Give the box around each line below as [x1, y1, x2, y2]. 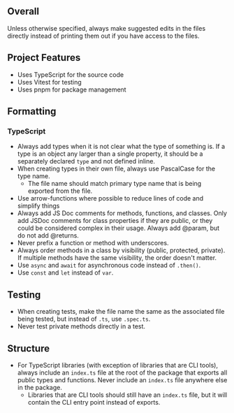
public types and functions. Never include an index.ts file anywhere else [17, 375, 228, 384]
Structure [7, 342, 50, 354]
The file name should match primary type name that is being [27, 180, 202, 188]
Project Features [7, 52, 81, 64]
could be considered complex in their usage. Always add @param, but [17, 224, 220, 233]
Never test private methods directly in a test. [17, 322, 145, 331]
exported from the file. [27, 187, 93, 195]
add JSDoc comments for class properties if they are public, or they [17, 217, 213, 225]
